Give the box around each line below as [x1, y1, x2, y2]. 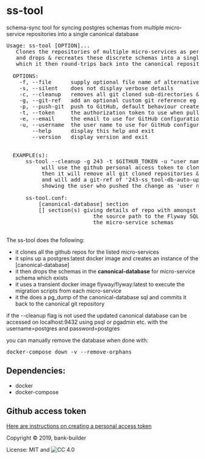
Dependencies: [6, 366, 66, 376]
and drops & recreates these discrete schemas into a [16, 54, 181, 61]
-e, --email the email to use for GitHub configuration [19, 115, 203, 122]
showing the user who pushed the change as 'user [41, 182, 193, 189]
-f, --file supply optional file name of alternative [19, 79, 200, 85]
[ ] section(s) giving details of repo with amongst [38, 207, 196, 213]
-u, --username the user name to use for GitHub [19, 121, 171, 128]
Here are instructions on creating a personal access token [6, 422, 152, 430]
